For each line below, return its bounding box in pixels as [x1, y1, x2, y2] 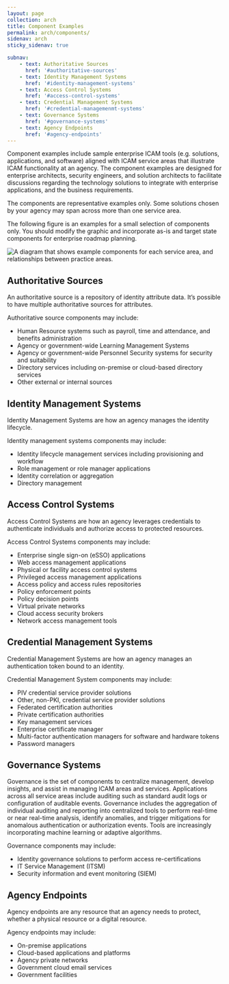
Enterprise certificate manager [16, 725, 104, 733]
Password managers [16, 739, 75, 747]
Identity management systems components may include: [7, 437, 167, 444]
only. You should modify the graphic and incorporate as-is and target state [7, 227, 217, 235]
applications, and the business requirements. [7, 186, 134, 194]
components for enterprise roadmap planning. [7, 235, 137, 243]
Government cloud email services [16, 963, 112, 972]
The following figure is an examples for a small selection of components [7, 220, 210, 228]
